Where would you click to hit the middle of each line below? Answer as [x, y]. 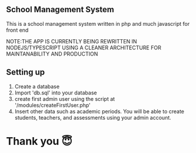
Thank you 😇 [39, 141]
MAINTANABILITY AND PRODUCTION [52, 54]
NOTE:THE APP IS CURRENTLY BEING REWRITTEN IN [72, 41]
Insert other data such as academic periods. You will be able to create [99, 111]
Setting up [26, 72]
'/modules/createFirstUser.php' [53, 105]
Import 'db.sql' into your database [56, 93]
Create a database [37, 86]
